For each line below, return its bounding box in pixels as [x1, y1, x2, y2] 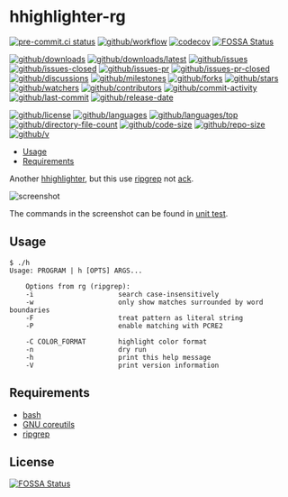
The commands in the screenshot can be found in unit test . [9, 207, 229, 218]
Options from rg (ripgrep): [25, 281, 130, 290]
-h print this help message [25, 353, 211, 362]
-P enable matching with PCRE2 [25, 321, 223, 330]
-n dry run [25, 345, 147, 354]
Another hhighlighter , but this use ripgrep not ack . [9, 173, 194, 184]
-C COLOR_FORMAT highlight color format [25, 336, 207, 346]
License [9, 454, 55, 470]
